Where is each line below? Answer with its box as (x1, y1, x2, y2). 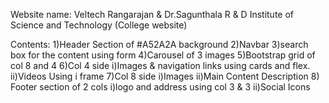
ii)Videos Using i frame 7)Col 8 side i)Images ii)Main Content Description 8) (10, 70, 320, 82)
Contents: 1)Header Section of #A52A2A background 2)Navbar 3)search (10, 39, 309, 50)
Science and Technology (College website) (10, 19, 188, 31)
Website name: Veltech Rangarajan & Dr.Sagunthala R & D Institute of (10, 9, 294, 20)
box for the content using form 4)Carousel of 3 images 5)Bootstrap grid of (10, 49, 316, 61)
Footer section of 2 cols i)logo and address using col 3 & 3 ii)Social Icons (10, 81, 311, 93)
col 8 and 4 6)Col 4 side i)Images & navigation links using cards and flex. (10, 60, 311, 71)
